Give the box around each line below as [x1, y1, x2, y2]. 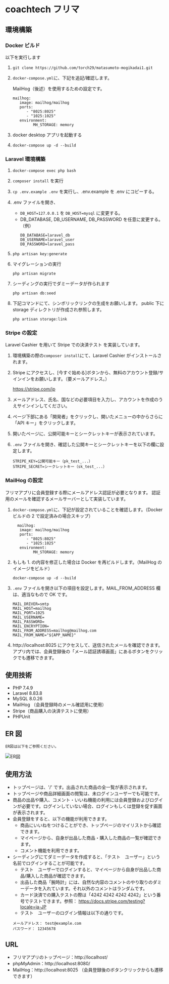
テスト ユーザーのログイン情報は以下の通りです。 [20, 910, 126, 916]
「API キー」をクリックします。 [12, 420, 78, 426]
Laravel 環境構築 [5, 155, 46, 163]
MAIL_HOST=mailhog [12, 606, 51, 611]
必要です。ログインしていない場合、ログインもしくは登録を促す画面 [21, 803, 162, 809]
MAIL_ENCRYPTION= [12, 623, 49, 628]
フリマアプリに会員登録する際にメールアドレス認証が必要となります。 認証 [5, 489, 161, 495]
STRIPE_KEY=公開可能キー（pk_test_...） [12, 459, 93, 464]
